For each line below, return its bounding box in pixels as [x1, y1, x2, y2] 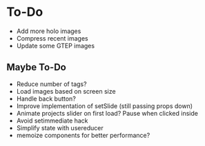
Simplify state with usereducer [16, 123, 104, 132]
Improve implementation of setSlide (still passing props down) [16, 101, 193, 110]
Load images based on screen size [16, 87, 116, 95]
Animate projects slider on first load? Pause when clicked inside [16, 109, 198, 117]
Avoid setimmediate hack [16, 116, 88, 125]
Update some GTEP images [16, 41, 95, 50]
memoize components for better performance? [16, 131, 150, 139]
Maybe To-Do [6, 61, 66, 73]
